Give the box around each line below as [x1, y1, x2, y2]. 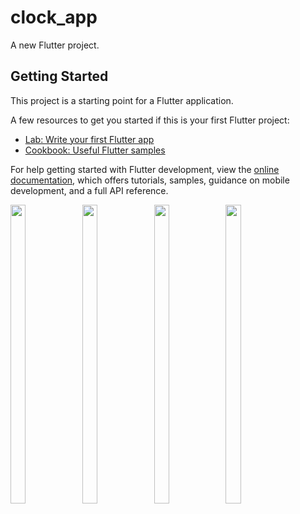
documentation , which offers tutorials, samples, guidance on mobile [10, 174, 290, 186]
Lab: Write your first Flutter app [24, 133, 155, 145]
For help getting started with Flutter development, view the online [10, 163, 280, 175]
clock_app [10, 6, 98, 29]
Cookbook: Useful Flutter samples [24, 144, 166, 156]
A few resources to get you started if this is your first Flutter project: [10, 114, 290, 126]
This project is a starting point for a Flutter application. [10, 94, 234, 106]
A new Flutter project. [10, 39, 100, 51]
